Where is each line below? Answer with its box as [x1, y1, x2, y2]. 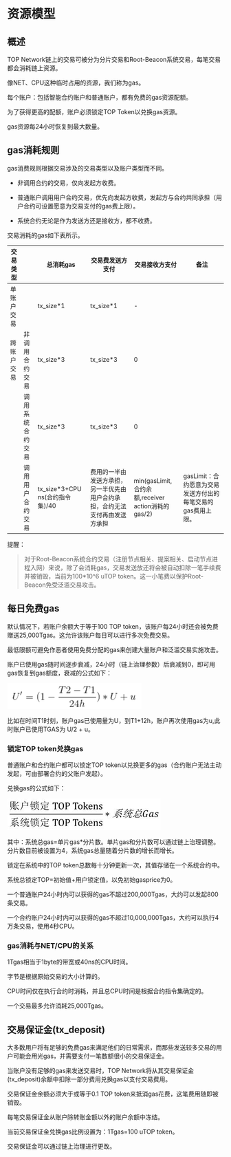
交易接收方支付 [134, 261, 177, 269]
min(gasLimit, [133, 477, 173, 485]
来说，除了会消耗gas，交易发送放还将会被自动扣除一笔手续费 [47, 563, 221, 572]
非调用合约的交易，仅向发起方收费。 [16, 178, 120, 186]
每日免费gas [7, 603, 60, 614]
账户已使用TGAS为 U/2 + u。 [12, 725, 94, 733]
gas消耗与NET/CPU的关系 [7, 940, 94, 950]
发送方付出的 [183, 489, 220, 497]
